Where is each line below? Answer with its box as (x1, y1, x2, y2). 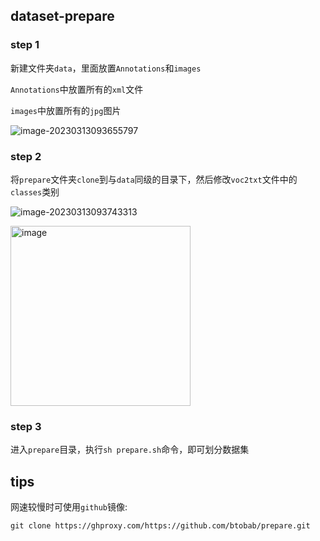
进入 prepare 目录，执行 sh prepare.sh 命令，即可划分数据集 (10, 444, 250, 456)
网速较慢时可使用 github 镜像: (10, 501, 128, 513)
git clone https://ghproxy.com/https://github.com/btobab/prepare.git (10, 521, 311, 531)
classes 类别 (10, 185, 60, 198)
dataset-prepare (10, 8, 115, 25)
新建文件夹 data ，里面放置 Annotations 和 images (10, 62, 202, 74)
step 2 (10, 149, 42, 163)
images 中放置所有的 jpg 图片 (10, 104, 122, 116)
